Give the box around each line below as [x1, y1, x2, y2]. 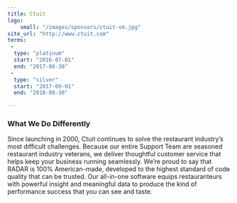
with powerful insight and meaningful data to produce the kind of [7, 180, 197, 188]
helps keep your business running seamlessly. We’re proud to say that [7, 157, 212, 166]
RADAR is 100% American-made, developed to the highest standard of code [7, 165, 231, 173]
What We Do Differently [7, 119, 91, 129]
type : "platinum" [13, 50, 65, 57]
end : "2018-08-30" [13, 89, 69, 96]
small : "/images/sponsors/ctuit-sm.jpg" [20, 23, 141, 30]
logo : [7, 17, 23, 24]
